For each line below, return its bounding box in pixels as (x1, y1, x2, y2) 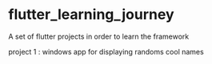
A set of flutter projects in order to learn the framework (8, 32, 190, 41)
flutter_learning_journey (8, 6, 174, 24)
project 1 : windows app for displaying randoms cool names (8, 47, 204, 56)
